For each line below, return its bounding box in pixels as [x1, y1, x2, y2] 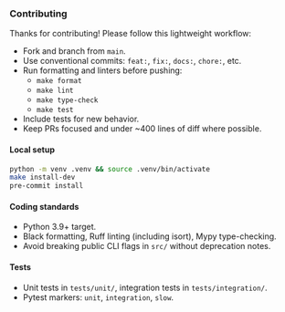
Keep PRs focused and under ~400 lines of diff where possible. [22, 123, 262, 134]
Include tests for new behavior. [22, 113, 140, 125]
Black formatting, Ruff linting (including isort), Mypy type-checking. [22, 231, 277, 242]
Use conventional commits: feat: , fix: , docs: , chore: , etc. [22, 56, 242, 67]
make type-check [36, 96, 99, 105]
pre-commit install [9, 182, 84, 191]
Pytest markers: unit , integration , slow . [22, 291, 174, 303]
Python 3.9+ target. [22, 222, 97, 233]
